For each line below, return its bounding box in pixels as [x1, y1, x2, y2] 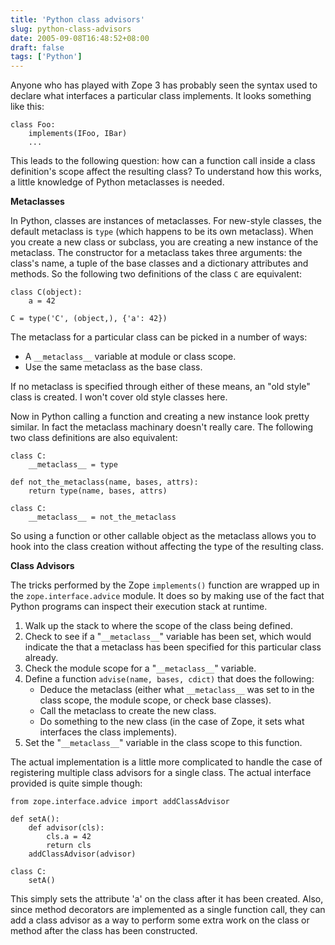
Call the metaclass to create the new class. [39, 705, 217, 717]
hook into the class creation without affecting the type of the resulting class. [10, 541, 325, 553]
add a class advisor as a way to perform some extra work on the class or [10, 914, 310, 926]
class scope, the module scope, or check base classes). [39, 694, 272, 706]
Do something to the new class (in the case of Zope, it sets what [39, 716, 305, 728]
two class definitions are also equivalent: [10, 432, 178, 444]
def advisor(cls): [28, 823, 105, 833]
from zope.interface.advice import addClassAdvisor [10, 797, 230, 807]
